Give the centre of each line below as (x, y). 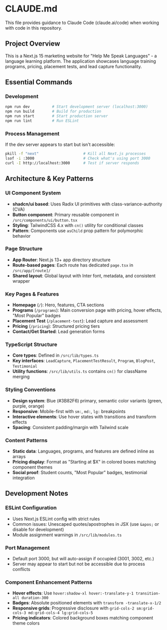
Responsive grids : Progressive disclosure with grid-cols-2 (73, 608)
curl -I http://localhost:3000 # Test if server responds (72, 163)
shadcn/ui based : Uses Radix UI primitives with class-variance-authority (87, 204)
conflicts (21, 569)
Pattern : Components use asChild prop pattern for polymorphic (78, 231)
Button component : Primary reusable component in (66, 215)
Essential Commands (39, 82)
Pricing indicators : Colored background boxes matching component (83, 618)
